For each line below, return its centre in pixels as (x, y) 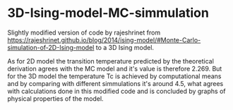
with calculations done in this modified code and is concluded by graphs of (116, 91)
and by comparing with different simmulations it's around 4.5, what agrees (115, 83)
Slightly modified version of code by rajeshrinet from (84, 32)
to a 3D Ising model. (125, 47)
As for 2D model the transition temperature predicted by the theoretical (110, 61)
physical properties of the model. (55, 98)
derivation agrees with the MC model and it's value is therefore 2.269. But (115, 68)
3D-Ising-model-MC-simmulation (108, 13)
